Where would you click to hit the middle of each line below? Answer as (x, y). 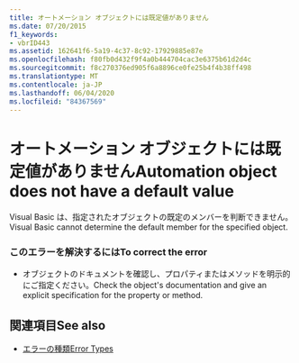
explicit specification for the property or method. (113, 295)
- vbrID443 (30, 43)
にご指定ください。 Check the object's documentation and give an (145, 285)
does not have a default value (122, 191)
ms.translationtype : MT (54, 77)
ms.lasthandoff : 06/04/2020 (62, 93)
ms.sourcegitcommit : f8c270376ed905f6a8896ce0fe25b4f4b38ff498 (131, 68)
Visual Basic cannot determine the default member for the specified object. (149, 227)
